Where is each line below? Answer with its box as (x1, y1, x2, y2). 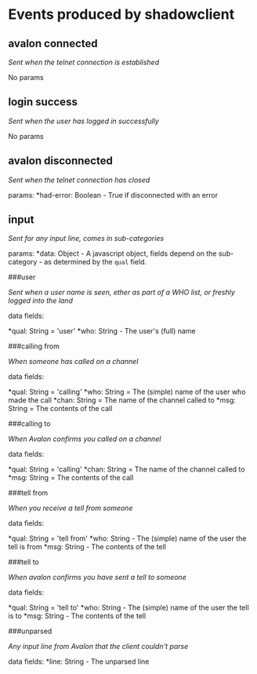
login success (8, 96, 78, 109)
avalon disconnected (8, 155, 114, 168)
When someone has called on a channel (8, 357, 139, 366)
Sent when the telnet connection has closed (8, 175, 150, 184)
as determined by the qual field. (44, 257, 147, 267)
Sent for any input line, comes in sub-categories (8, 234, 165, 243)
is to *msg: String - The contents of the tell (8, 611, 147, 621)
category (8, 257, 38, 267)
